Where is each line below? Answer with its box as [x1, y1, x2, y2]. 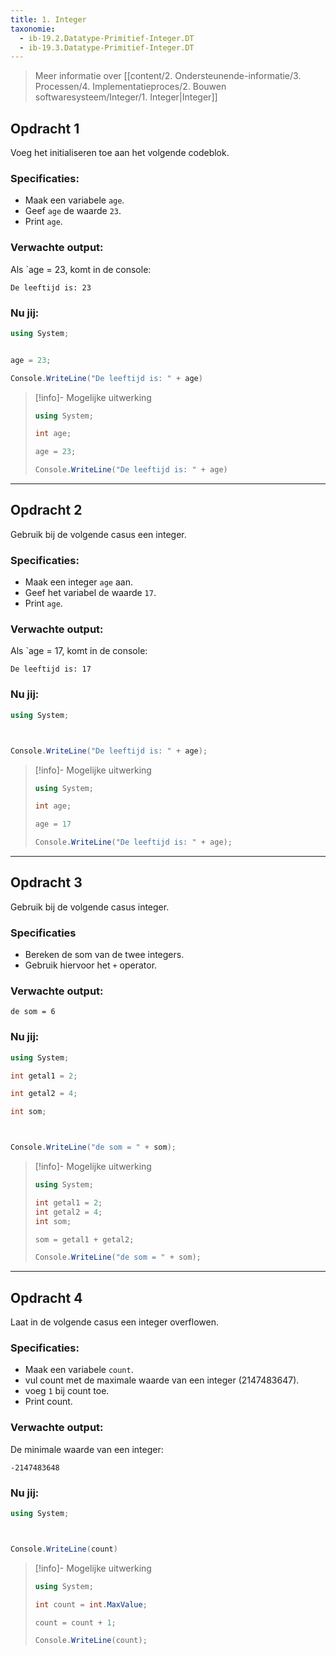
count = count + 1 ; [34, 1617, 117, 1628]
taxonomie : [10, 24, 56, 34]
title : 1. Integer [10, 14, 87, 25]
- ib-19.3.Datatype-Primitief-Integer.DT [19, 42, 195, 53]
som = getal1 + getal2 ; [34, 1234, 135, 1245]
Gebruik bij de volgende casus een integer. [10, 528, 187, 540]
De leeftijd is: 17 [10, 664, 92, 675]
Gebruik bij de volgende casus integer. [10, 901, 170, 913]
